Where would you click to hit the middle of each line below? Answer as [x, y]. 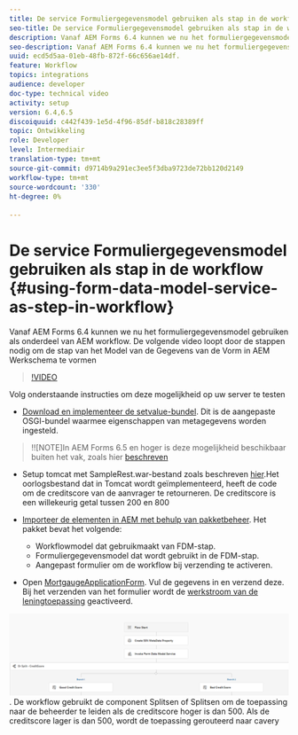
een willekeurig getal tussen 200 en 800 [96, 503]
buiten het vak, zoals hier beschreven [99, 457]
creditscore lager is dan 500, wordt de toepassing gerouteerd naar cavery [144, 720]
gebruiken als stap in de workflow [137, 270]
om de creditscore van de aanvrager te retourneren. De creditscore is [149, 493]
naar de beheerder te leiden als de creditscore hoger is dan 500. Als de [140, 711]
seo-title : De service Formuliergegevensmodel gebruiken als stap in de [146, 28]
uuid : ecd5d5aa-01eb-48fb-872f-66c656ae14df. [94, 56]
